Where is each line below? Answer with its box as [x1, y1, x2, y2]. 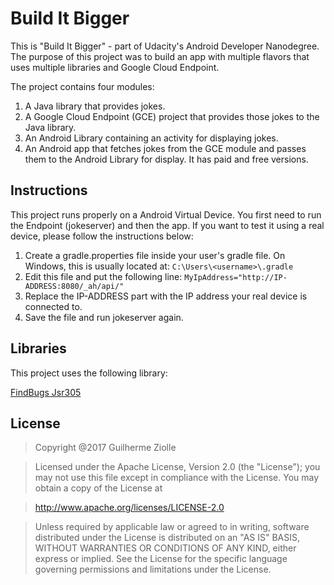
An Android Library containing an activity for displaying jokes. [24, 132, 279, 144]
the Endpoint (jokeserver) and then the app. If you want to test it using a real [10, 219, 325, 231]
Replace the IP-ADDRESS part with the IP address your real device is [24, 290, 308, 302]
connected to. [24, 300, 83, 312]
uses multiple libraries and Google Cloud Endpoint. [10, 61, 220, 73]
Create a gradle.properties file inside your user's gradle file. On [24, 249, 286, 261]
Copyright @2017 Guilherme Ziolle [34, 442, 177, 454]
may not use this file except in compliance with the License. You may [34, 472, 320, 484]
